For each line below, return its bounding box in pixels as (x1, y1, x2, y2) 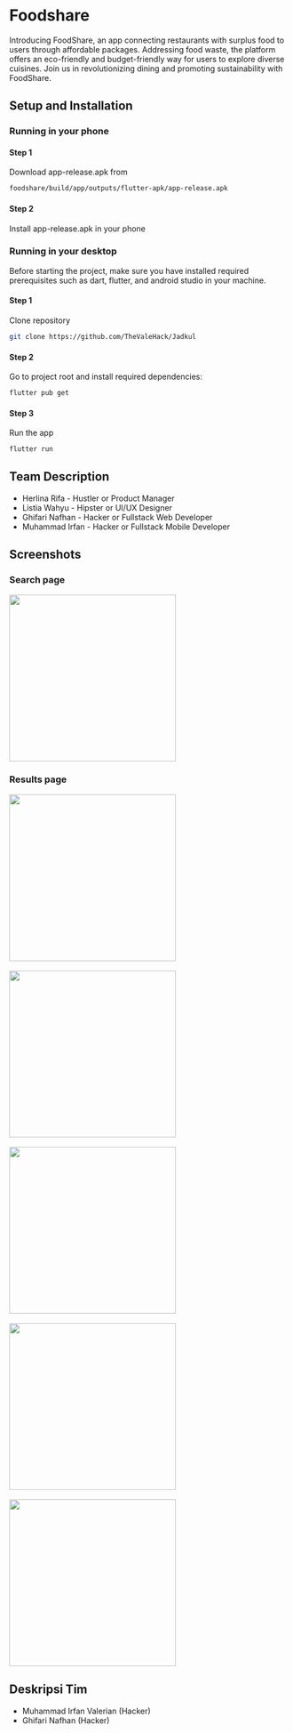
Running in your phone (9, 125, 109, 138)
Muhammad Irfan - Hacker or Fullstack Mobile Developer (21, 521, 231, 532)
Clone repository (9, 315, 71, 326)
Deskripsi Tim (9, 1682, 88, 1697)
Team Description (9, 469, 110, 485)
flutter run (9, 445, 53, 454)
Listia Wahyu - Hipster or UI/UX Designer (21, 502, 173, 512)
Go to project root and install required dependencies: (9, 371, 202, 383)
